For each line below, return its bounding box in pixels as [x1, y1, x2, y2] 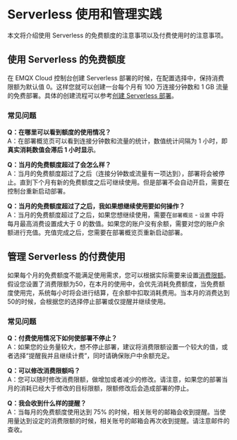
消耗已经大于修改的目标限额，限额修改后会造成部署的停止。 [19, 384, 193, 393]
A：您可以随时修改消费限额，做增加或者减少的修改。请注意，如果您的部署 [7, 375, 222, 384]
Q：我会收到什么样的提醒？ [7, 399, 87, 408]
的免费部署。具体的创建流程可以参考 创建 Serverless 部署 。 [7, 91, 178, 99]
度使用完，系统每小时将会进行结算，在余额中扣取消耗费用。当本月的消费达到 [7, 288, 230, 296]
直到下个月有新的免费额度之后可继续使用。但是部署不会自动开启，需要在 [19, 178, 230, 187]
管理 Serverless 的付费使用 [7, 251, 126, 263]
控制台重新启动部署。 [7, 187, 69, 196]
